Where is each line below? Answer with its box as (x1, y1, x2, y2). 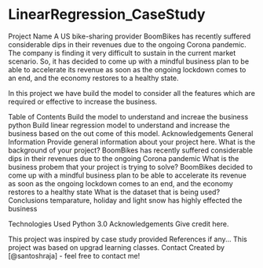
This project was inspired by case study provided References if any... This (8, 234, 247, 244)
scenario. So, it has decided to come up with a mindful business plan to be (8, 57, 250, 66)
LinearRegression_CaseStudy (8, 6, 206, 24)
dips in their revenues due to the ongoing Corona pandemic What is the (8, 153, 239, 163)
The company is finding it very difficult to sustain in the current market (8, 48, 236, 57)
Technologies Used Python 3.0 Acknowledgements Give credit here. (8, 218, 229, 229)
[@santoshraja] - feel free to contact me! (8, 251, 141, 260)
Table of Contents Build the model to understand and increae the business (8, 112, 249, 121)
